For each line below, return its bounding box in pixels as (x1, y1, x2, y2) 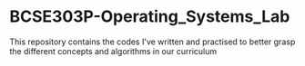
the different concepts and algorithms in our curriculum (9, 45, 218, 56)
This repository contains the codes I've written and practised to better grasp (9, 36, 296, 47)
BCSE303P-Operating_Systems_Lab (9, 6, 290, 27)
